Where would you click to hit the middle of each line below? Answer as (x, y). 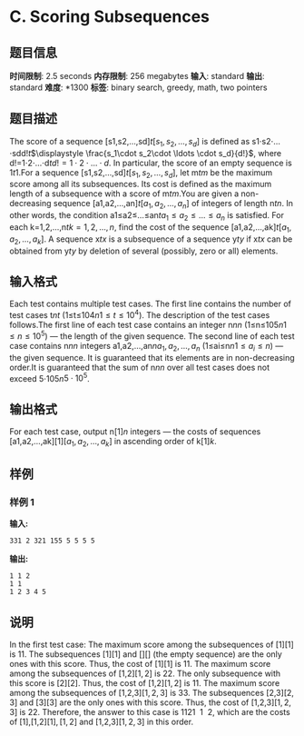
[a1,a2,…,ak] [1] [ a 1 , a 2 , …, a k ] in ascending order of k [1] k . (113, 442)
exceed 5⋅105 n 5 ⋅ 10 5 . (50, 377)
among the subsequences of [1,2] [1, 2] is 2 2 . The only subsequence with (145, 673)
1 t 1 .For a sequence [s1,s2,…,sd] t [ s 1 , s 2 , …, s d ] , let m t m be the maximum (141, 173)
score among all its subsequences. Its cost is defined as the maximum (141, 184)
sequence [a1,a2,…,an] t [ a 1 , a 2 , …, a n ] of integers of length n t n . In (173, 204)
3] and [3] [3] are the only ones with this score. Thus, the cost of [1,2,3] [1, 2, (151, 702)
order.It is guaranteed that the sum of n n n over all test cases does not (140, 367)
